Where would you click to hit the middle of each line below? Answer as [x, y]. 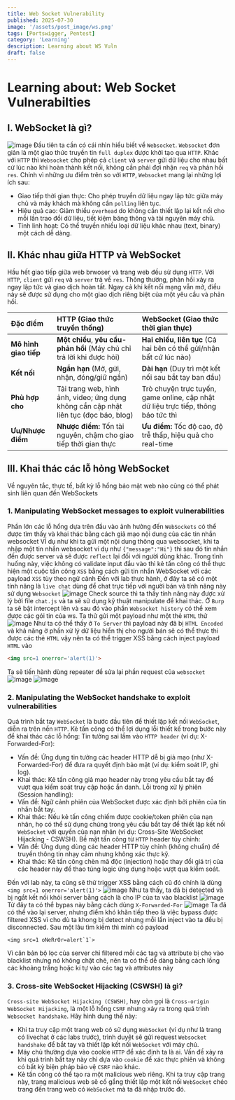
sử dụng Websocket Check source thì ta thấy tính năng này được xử [116, 593]
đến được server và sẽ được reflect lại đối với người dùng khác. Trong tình [115, 556]
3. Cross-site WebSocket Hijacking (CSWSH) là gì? [95, 986]
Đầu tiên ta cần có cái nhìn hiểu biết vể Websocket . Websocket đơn [127, 145]
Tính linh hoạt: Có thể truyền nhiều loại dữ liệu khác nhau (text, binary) [119, 226]
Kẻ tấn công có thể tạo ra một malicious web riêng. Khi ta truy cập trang [121, 1074]
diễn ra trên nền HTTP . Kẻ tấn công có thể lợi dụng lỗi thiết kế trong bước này [117, 729]
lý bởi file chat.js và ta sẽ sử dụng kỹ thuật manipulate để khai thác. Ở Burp [116, 600]
